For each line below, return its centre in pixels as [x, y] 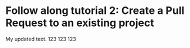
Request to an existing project [80, 23]
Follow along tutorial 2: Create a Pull [95, 11]
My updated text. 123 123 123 [41, 39]
